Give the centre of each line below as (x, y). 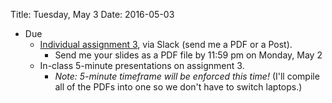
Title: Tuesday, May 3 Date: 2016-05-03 (92, 14)
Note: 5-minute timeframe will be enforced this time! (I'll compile (187, 76)
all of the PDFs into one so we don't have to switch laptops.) (178, 87)
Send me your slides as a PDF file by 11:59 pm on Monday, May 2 (188, 55)
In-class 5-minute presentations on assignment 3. (142, 65)
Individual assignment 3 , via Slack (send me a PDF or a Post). (166, 44)
